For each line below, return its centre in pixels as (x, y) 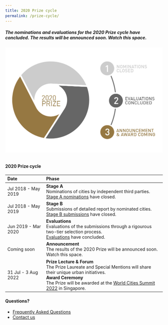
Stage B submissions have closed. (81, 214)
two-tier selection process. (74, 232)
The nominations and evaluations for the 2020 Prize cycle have (73, 32)
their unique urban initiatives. (76, 272)
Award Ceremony (65, 278)
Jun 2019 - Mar (24, 227)
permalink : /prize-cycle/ (32, 16)
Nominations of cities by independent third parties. (98, 191)
